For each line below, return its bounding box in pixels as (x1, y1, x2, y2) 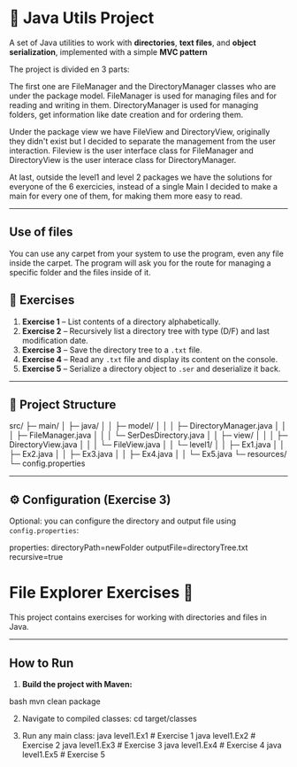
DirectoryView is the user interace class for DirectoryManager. (9, 154, 237, 165)
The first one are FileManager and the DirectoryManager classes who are (9, 81, 277, 91)
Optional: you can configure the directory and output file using (9, 515, 237, 526)
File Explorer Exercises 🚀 (9, 583, 194, 603)
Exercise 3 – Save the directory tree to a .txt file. (21, 345, 203, 355)
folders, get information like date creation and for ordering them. (9, 109, 244, 120)
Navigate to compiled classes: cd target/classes (21, 713, 197, 724)
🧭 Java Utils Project (9, 8, 155, 28)
